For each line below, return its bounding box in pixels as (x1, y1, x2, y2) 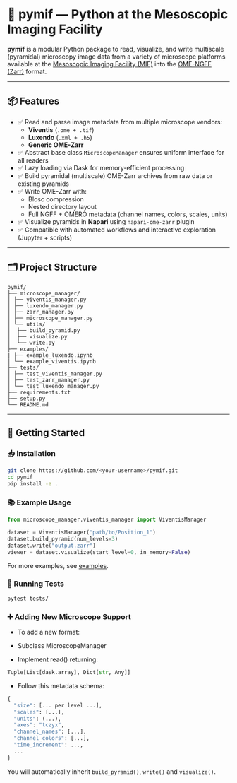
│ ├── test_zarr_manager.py (7, 376, 90, 384)
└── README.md (7, 401, 49, 408)
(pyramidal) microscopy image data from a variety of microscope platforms (7, 52, 226, 61)
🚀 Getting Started (7, 427, 85, 439)
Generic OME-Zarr (28, 141, 84, 149)
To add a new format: (17, 628, 80, 637)
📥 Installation (7, 448, 56, 458)
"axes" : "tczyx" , (13, 722, 65, 729)
